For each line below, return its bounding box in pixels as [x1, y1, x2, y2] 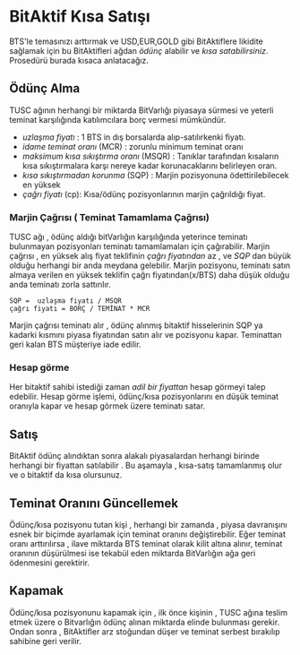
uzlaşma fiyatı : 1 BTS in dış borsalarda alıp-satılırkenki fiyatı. [21, 132, 246, 142]
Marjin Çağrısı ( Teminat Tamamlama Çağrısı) [9, 211, 210, 223]
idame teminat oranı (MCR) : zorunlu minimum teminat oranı [21, 141, 244, 151]
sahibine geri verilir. [9, 635, 82, 646]
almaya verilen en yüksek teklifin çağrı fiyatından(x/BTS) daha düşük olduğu [9, 270, 290, 280]
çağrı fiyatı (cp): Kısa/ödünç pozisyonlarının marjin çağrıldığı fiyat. [21, 188, 266, 199]
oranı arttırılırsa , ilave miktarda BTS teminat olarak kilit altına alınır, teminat [9, 538, 283, 548]
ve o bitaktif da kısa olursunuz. [9, 470, 123, 480]
